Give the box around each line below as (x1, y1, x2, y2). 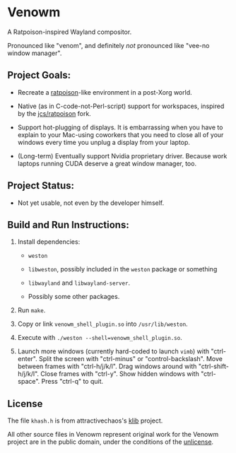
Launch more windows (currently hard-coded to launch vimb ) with (17, 347, 210, 355)
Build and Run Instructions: (7, 218, 129, 230)
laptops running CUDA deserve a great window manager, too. (17, 159, 196, 167)
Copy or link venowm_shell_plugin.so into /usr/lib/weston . (17, 319, 189, 329)
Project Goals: (7, 69, 71, 81)
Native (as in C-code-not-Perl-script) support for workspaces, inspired (17, 102, 225, 110)
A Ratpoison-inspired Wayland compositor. (7, 28, 132, 36)
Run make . (17, 306, 46, 314)
